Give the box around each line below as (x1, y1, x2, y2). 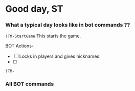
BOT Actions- (5, 43, 34, 49)
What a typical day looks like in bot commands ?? (5, 21, 130, 29)
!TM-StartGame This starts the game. (5, 33, 81, 39)
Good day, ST (5, 3, 63, 15)
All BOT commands (5, 80, 54, 87)
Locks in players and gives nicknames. (19, 53, 101, 59)
